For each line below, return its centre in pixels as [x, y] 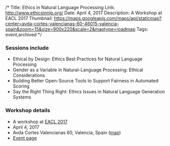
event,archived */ [24, 35]
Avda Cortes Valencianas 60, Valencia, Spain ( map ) [67, 132]
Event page [25, 138]
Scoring [21, 86]
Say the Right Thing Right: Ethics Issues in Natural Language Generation [89, 92]
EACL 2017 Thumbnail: [29, 18]
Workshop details [28, 111]
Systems [22, 97]
